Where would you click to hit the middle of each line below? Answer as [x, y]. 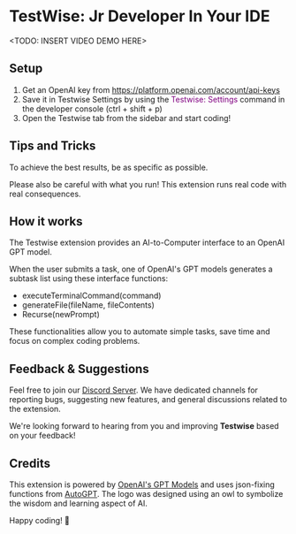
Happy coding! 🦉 [40, 520]
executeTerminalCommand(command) [91, 296]
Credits [30, 463]
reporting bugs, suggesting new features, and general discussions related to [148, 400]
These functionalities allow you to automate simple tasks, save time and [140, 332]
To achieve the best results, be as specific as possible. [109, 167]
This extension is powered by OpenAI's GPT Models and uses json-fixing [142, 484]
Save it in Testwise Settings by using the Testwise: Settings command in [153, 99]
